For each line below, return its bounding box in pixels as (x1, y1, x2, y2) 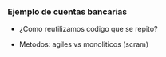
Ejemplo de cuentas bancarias (7, 6, 128, 17)
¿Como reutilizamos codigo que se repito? (18, 25, 158, 34)
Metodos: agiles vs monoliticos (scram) (18, 40, 149, 49)
